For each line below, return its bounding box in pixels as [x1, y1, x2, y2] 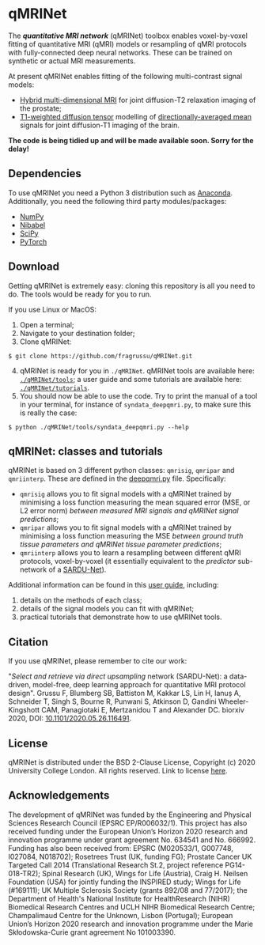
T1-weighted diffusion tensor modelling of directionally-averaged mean [19, 112, 252, 121]
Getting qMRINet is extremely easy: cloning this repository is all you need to [8, 281, 256, 290]
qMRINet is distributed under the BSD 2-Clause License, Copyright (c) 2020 [8, 758, 256, 767]
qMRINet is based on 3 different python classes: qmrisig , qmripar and [8, 466, 235, 475]
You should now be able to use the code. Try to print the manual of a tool [19, 391, 258, 400]
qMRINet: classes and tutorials [8, 444, 164, 458]
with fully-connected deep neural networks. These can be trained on [8, 47, 233, 57]
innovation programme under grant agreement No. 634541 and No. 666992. [8, 835, 256, 845]
